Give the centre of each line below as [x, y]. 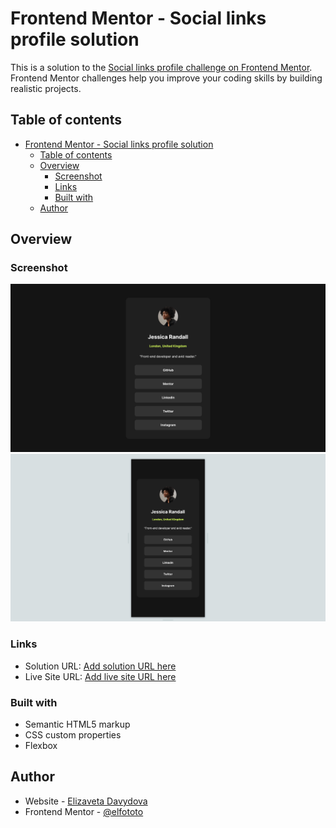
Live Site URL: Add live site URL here [100, 676]
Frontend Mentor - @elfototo [84, 811]
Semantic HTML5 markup [77, 724]
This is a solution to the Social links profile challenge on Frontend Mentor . [161, 67]
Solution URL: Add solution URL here [100, 666]
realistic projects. [46, 88]
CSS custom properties [73, 735]
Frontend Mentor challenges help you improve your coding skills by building [166, 78]
